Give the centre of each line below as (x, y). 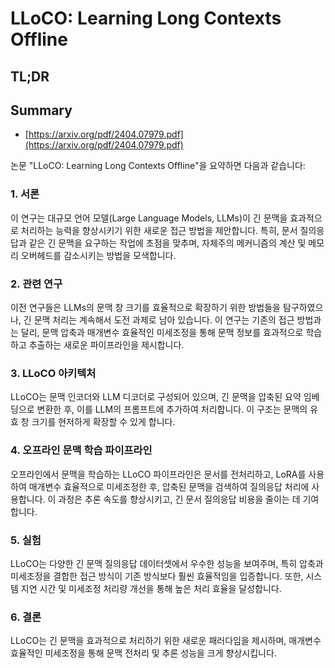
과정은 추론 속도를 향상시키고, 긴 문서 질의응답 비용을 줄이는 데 (179, 499)
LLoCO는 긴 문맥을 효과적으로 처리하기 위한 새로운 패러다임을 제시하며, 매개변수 (166, 641)
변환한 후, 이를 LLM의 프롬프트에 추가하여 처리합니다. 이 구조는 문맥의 (172, 409)
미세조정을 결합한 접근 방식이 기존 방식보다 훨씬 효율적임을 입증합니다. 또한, (157, 576)
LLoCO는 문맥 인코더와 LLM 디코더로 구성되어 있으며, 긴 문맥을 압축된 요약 (156, 397)
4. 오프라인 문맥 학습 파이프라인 (81, 450)
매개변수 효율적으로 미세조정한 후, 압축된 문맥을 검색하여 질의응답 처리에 (169, 486)
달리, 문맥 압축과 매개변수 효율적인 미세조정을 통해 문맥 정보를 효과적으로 (162, 332)
